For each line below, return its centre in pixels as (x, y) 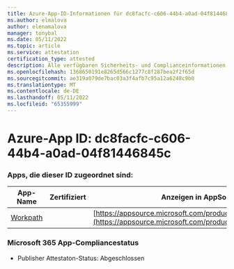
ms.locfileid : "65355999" (45, 104)
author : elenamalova (37, 26)
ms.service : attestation (43, 53)
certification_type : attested (51, 59)
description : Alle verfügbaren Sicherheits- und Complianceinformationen (117, 65)
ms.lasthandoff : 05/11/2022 (48, 98)
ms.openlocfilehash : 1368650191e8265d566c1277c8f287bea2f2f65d (101, 72)
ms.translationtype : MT (42, 85)
